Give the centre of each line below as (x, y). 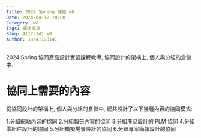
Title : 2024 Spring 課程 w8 (40, 12)
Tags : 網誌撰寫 (23, 28)
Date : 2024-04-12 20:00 (36, 17)
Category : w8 (22, 23)
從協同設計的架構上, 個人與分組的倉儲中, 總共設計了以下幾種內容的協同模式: (99, 109)
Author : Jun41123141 (32, 39)
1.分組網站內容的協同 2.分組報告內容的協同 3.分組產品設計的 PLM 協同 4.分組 (100, 121)
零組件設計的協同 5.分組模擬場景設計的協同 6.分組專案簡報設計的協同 (91, 128)
